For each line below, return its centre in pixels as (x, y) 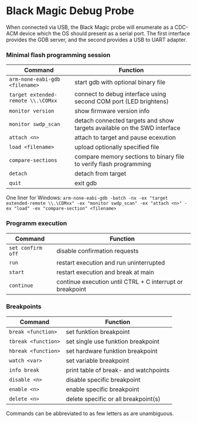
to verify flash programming (113, 164)
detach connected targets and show (124, 121)
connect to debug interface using (120, 94)
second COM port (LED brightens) (121, 101)
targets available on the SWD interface (127, 128)
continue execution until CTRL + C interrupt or (120, 282)
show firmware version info (112, 111)
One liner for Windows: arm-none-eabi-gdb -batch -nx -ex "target (87, 198)
